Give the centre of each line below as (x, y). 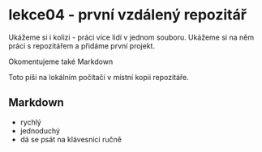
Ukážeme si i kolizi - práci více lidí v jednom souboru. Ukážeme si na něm (131, 37)
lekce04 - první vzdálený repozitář (128, 15)
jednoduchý (40, 130)
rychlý (31, 122)
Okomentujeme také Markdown (61, 61)
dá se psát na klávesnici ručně (71, 139)
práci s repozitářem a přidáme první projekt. (82, 45)
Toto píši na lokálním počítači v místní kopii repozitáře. (99, 77)
